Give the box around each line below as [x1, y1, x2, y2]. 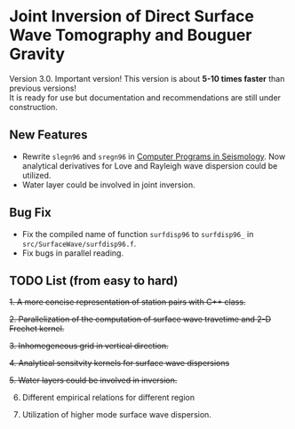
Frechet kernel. [9, 323, 65, 334]
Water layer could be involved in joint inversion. [21, 179, 195, 190]
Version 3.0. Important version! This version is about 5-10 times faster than [9, 73, 285, 83]
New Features [9, 127, 88, 143]
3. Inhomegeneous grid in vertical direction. [9, 340, 169, 352]
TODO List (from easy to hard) [9, 273, 179, 288]
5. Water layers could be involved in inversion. [9, 375, 178, 385]
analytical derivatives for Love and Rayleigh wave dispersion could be [21, 160, 278, 171]
